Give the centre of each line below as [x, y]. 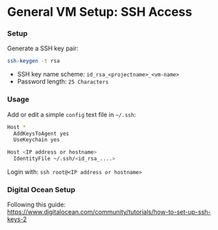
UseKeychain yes [37, 140]
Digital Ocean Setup [41, 189]
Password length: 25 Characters [63, 82]
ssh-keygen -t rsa [33, 61]
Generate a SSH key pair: [43, 48]
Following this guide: [37, 205]
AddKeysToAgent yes [41, 134]
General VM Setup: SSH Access [100, 12]
